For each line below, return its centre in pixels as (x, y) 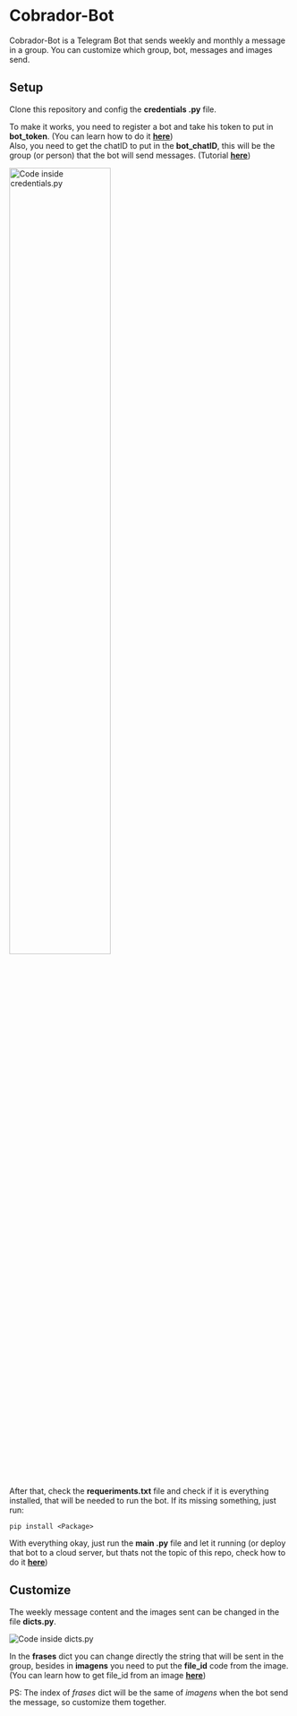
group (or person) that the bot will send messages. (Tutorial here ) (130, 155)
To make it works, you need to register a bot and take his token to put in (141, 126)
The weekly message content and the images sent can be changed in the (144, 1612)
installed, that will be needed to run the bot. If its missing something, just (143, 1500)
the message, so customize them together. (88, 1702)
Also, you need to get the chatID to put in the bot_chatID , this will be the (142, 145)
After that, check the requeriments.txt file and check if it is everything (139, 1491)
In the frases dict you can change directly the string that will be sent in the (147, 1656)
